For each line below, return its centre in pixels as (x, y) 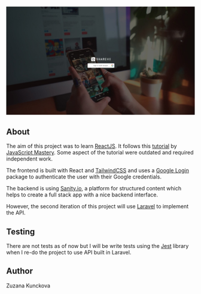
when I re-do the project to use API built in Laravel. (69, 253)
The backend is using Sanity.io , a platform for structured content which (94, 189)
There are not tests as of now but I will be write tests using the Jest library (98, 246)
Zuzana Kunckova (28, 286)
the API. (16, 213)
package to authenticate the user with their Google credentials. (84, 177)
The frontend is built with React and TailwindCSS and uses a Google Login (98, 171)
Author (19, 271)
